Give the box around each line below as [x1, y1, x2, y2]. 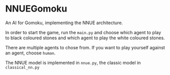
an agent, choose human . [5, 50, 56, 56]
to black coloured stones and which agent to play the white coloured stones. [5, 35, 165, 41]
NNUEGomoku [5, 3, 67, 15]
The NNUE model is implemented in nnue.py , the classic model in [5, 59, 141, 65]
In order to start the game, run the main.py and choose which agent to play [5, 29, 161, 35]
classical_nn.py [5, 65, 40, 70]
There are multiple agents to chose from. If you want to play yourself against [5, 44, 165, 50]
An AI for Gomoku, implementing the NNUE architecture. [5, 20, 123, 26]
